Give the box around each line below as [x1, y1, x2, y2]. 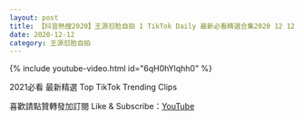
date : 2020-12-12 [9, 30, 75, 39]
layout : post [9, 13, 59, 23]
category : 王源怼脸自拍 [9, 38, 91, 48]
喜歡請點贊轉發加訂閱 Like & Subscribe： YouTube [9, 101, 195, 112]
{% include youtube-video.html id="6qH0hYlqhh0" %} [9, 63, 213, 74]
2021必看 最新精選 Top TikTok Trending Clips [9, 82, 178, 93]
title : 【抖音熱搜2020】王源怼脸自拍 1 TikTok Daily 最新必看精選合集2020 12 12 [9, 22, 295, 31]
